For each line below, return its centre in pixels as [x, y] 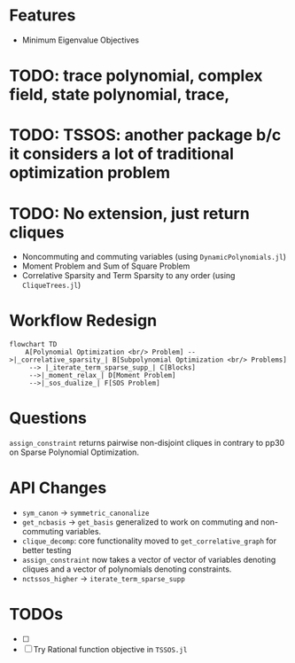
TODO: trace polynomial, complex [136, 76]
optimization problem [90, 173]
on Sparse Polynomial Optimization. [74, 452]
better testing [47, 550]
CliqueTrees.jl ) [51, 285]
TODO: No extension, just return [129, 213]
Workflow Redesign [83, 321]
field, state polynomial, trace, [120, 95]
